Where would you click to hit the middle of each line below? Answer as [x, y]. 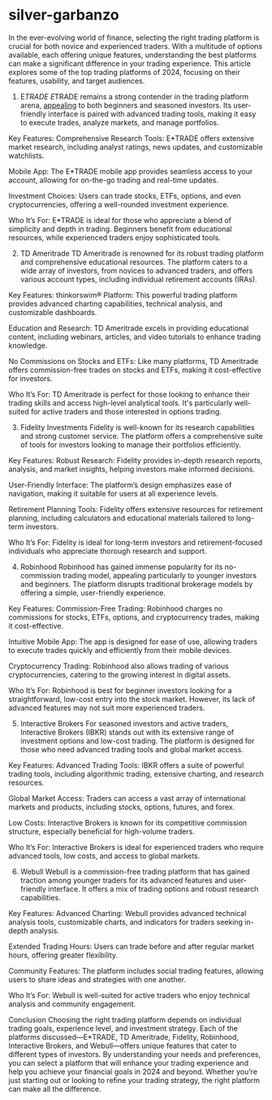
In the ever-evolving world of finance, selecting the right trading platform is [134, 37]
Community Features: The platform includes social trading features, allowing [136, 971]
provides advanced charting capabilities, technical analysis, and [116, 304]
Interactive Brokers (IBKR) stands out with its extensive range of [127, 732]
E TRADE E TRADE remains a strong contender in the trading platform [134, 96]
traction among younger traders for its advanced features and [123, 880]
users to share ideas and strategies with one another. [97, 979]
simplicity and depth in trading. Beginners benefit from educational [120, 229]
